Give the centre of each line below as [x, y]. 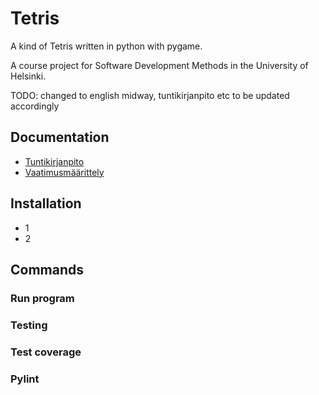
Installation [46, 203]
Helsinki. [28, 76]
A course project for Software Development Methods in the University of [159, 65]
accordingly [35, 106]
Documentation [60, 137]
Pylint [25, 379]
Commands [47, 269]
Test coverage [46, 352]
